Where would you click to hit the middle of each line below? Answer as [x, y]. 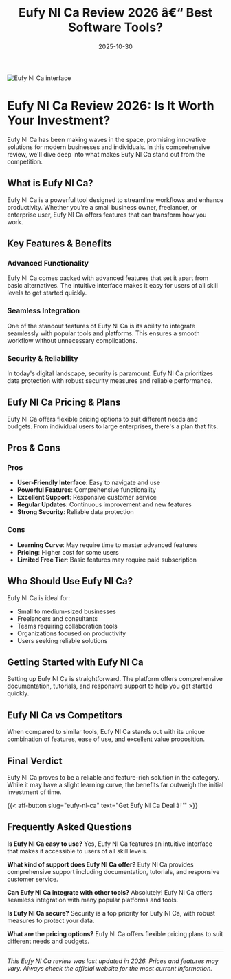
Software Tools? [115, 27]
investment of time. [34, 792]
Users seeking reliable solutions [62, 640]
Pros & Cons [34, 448]
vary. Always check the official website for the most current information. [110, 968]
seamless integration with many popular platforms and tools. [93, 900]
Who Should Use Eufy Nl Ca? [70, 581]
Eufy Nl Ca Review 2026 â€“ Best [115, 13]
